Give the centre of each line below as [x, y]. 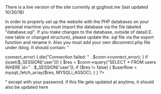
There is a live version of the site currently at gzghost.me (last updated [77, 7]
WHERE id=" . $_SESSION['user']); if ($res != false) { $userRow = [71, 67]
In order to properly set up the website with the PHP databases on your [77, 22]
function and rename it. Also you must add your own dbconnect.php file [78, 42]
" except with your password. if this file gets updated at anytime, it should [80, 82]
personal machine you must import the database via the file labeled [73, 27]
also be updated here [27, 87]
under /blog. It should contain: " [37, 47]
